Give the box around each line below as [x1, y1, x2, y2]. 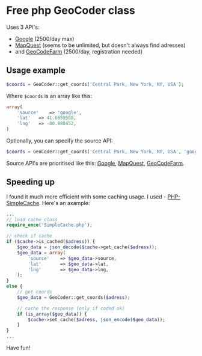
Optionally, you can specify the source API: [6, 137, 113, 144]
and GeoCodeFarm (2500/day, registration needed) [14, 48, 143, 55]
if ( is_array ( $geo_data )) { [17, 311, 87, 317]
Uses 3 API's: [6, 23, 40, 31]
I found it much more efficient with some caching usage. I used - [6, 193, 167, 200]
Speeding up [6, 177, 55, 187]
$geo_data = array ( [17, 250, 66, 256]
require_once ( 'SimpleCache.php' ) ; [6, 222, 93, 229]
